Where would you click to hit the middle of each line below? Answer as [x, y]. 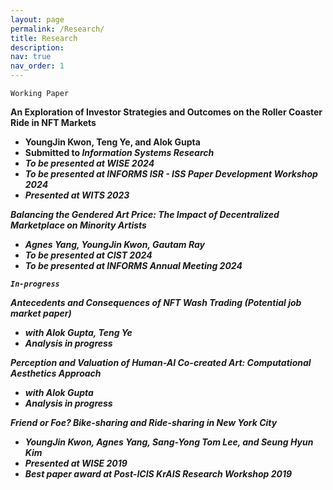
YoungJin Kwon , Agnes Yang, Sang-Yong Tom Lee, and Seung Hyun [169, 442]
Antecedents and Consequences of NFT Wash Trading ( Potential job [156, 302]
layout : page [37, 19]
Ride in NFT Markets [53, 122]
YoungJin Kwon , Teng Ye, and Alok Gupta [112, 142]
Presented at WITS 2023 [77, 195]
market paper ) [41, 313]
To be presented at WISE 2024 [89, 163]
